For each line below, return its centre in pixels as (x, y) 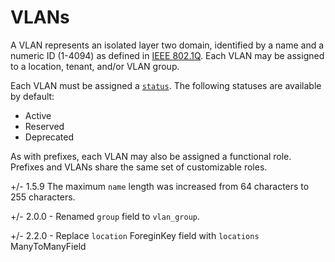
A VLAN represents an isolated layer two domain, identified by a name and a (167, 45)
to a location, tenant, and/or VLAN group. (95, 66)
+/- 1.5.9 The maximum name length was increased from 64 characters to (160, 186)
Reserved (44, 126)
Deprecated (49, 137)
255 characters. (43, 197)
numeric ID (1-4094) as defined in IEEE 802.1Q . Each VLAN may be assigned (167, 55)
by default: (32, 96)
